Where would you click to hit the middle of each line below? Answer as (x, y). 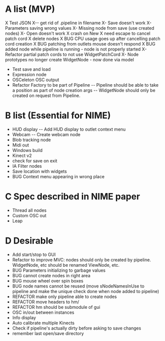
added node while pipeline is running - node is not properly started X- (76, 49)
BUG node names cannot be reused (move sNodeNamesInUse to (78, 286)
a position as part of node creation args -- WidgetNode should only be (84, 90)
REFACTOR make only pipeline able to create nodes (65, 296)
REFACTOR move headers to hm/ (46, 302)
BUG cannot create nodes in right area (51, 275)
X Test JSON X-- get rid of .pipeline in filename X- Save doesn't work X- (78, 23)
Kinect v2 (22, 155)
